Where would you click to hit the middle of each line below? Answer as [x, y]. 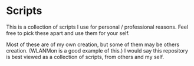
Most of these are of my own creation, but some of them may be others [93, 44]
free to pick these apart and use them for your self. [68, 33]
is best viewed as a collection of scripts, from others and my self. [85, 57]
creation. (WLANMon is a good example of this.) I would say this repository [97, 50]
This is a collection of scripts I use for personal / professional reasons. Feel [97, 27]
